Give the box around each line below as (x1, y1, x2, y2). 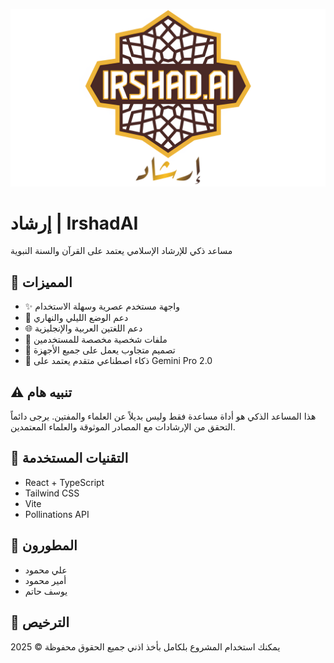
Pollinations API (24, 508, 90, 520)
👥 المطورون (10, 537, 78, 554)
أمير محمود (24, 574, 67, 586)
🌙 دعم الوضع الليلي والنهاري (24, 312, 129, 324)
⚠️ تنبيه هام (10, 384, 73, 401)
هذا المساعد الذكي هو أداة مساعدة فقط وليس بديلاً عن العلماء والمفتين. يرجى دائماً (10, 410, 317, 423)
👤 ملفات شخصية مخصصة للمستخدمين (24, 334, 168, 346)
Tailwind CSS (24, 487, 80, 499)
